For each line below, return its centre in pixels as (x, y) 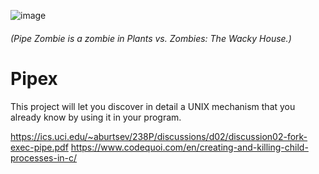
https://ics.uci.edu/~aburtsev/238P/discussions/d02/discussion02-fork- (159, 136)
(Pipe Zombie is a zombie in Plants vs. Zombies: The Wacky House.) (151, 38)
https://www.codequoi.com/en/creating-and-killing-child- (189, 147)
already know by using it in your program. (96, 117)
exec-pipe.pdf (39, 147)
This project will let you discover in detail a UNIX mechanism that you (153, 106)
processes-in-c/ (44, 157)
